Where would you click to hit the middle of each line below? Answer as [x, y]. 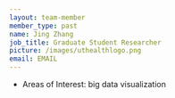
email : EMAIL [33, 59]
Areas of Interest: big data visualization [94, 84]
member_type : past [43, 26]
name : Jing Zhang [42, 34]
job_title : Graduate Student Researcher [86, 42]
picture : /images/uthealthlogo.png [75, 51]
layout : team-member [48, 17]
